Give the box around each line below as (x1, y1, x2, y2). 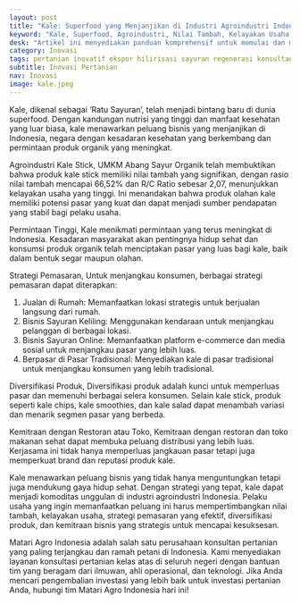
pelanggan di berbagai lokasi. (21, 325, 131, 336)
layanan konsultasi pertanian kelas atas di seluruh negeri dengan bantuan (9, 556, 280, 566)
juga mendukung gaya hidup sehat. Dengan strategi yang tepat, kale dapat (9, 482, 284, 492)
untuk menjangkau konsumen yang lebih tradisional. (21, 363, 214, 373)
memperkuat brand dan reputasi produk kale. (9, 455, 176, 466)
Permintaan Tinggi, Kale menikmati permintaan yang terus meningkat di (9, 224, 272, 235)
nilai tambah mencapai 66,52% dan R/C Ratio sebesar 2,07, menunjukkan (9, 178, 279, 189)
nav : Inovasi (9, 71, 58, 80)
